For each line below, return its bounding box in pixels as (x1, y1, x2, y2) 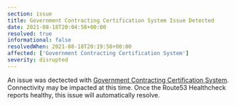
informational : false (7, 37, 72, 44)
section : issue (7, 10, 53, 18)
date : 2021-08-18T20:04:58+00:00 (7, 23, 107, 30)
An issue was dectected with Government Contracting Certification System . (7, 76, 229, 84)
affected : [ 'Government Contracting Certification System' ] (7, 50, 190, 57)
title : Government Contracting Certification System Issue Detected (7, 17, 215, 24)
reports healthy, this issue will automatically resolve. (7, 90, 160, 99)
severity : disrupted (7, 57, 69, 64)
